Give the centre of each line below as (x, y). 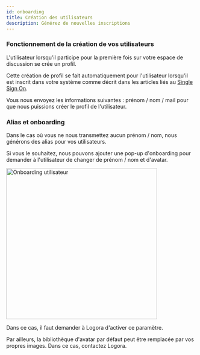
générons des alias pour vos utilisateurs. (56, 141)
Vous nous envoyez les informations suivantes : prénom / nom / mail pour (97, 100)
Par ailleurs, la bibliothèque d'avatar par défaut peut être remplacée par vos (100, 339)
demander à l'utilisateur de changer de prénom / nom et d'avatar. (87, 159)
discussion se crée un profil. (41, 63)
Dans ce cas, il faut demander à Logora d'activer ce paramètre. (85, 327)
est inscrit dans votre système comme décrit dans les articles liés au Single (100, 82)
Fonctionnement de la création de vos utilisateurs (80, 44)
